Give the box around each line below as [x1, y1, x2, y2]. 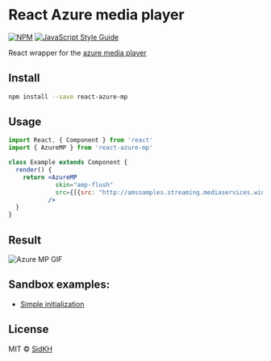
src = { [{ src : [55, 188, 95, 197]
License [8, 322, 49, 336]
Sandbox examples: [8, 278, 110, 292]
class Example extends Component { [8, 159, 128, 167]
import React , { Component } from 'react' [8, 136, 153, 144]
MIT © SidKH [8, 344, 52, 354]
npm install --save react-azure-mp [8, 93, 128, 101]
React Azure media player [8, 6, 185, 24]
